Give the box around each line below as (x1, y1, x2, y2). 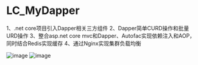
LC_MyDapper (6, 4, 80, 18)
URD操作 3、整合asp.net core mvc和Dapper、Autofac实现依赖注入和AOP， (6, 32, 196, 39)
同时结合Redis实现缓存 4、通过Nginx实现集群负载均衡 (6, 39, 141, 47)
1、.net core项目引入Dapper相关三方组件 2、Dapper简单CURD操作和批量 (6, 24, 189, 32)
